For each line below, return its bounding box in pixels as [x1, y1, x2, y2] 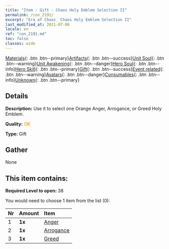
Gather [5, 145, 28, 154]
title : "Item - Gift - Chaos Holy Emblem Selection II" [5, 7, 127, 13]
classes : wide [5, 41, 36, 46]
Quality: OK [5, 121, 31, 127]
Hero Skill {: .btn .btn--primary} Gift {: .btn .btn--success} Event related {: [15, 66, 164, 72]
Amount [18, 210, 39, 217]
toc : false [5, 36, 29, 42]
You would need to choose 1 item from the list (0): [5, 198, 110, 204]
